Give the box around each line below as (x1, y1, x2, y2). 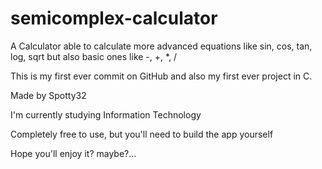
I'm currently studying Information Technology (10, 108, 202, 121)
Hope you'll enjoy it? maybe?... (10, 147, 137, 159)
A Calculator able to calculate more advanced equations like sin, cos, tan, (10, 40, 313, 52)
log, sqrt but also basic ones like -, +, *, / (10, 50, 178, 62)
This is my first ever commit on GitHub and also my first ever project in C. (10, 70, 313, 82)
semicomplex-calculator (10, 7, 218, 30)
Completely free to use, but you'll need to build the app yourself (10, 128, 274, 140)
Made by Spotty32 (10, 89, 87, 101)
